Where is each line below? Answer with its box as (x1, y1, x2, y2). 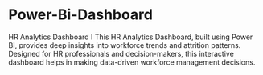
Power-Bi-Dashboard (8, 6, 153, 24)
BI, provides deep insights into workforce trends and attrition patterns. (8, 40, 241, 49)
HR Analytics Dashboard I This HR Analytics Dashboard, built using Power (8, 32, 253, 41)
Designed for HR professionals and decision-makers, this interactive (8, 49, 235, 58)
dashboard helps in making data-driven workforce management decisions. (8, 57, 256, 67)
